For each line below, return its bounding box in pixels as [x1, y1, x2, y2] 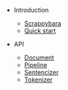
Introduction [13, 6, 49, 14]
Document [24, 53, 54, 62]
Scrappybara [24, 19, 62, 27]
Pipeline [24, 61, 47, 69]
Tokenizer [24, 75, 53, 84]
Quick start [24, 27, 56, 35]
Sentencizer [24, 69, 59, 76]
